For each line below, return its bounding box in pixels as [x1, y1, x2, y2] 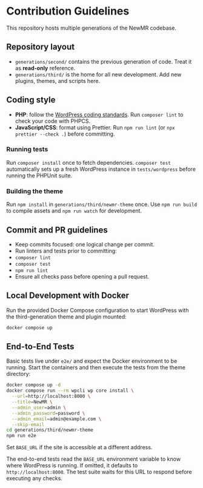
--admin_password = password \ [12, 410, 85, 416]
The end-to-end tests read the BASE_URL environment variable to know [6, 455, 181, 463]
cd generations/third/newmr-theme [6, 427, 94, 434]
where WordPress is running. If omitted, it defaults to [6, 462, 138, 469]
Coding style [6, 95, 56, 105]
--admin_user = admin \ [12, 404, 67, 411]
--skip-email [12, 421, 45, 427]
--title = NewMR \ [12, 399, 53, 405]
